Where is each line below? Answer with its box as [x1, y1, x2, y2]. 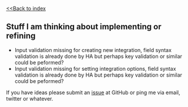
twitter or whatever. [6, 95, 53, 102]
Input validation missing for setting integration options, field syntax [14, 65, 176, 72]
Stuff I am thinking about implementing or [6, 22, 162, 32]
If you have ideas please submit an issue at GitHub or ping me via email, [6, 89, 180, 96]
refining [6, 31, 36, 41]
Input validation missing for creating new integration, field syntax [14, 46, 172, 53]
